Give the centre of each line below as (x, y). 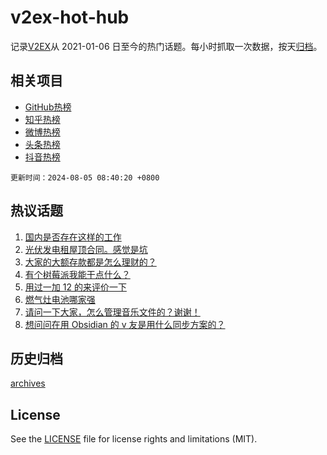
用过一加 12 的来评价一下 (75, 287)
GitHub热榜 (48, 107)
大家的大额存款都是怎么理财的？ (90, 262)
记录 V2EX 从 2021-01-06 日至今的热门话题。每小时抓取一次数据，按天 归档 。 (166, 46)
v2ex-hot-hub (70, 17)
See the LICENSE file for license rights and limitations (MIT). (134, 439)
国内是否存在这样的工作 (73, 237)
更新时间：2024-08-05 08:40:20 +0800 (85, 177)
